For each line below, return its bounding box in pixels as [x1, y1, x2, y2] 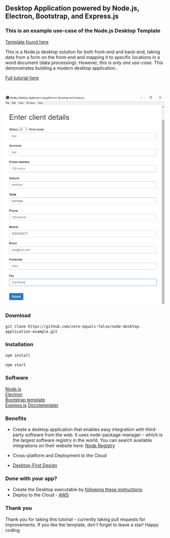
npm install [5, 353, 30, 358]
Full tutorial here [5, 75, 39, 81]
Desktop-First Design [12, 462, 57, 468]
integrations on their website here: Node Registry [12, 442, 115, 449]
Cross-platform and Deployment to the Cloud [12, 453, 107, 459]
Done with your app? [5, 475, 57, 482]
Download [5, 312, 31, 319]
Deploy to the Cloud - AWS [12, 492, 69, 498]
